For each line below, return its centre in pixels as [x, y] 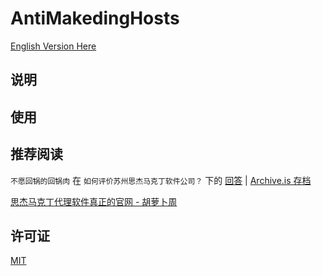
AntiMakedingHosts [95, 18]
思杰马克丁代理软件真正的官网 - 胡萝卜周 [94, 201]
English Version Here [53, 46]
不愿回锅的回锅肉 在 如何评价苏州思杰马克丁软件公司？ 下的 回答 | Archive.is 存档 [161, 180]
